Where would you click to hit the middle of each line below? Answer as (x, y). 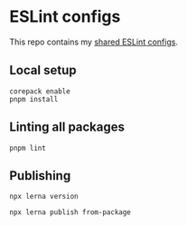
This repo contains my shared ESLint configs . (94, 42)
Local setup (43, 70)
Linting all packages (67, 128)
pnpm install (34, 99)
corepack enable (40, 91)
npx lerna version (44, 197)
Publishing (40, 176)
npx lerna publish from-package (70, 212)
